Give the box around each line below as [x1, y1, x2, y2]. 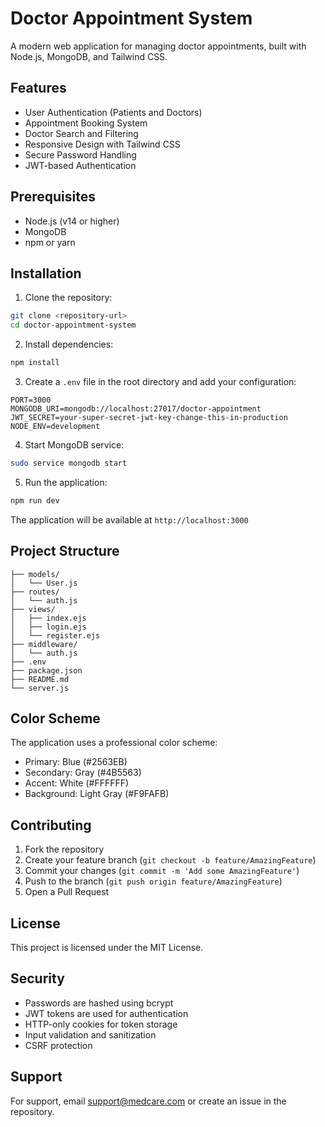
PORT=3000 [10, 395, 52, 405]
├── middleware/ [10, 639, 78, 649]
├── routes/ [10, 587, 60, 597]
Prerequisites [10, 188, 96, 206]
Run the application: [24, 476, 108, 488]
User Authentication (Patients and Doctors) [24, 106, 203, 118]
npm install [10, 358, 60, 368]
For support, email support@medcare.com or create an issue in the [10, 1095, 287, 1107]
